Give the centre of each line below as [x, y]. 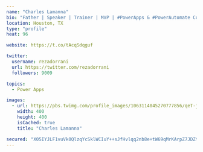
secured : [17, 139]
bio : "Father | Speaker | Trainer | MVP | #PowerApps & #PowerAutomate [98, 17]
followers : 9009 [32, 73]
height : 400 [32, 117]
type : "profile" [27, 29]
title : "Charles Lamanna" [50, 128]
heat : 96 [17, 34]
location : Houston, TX [35, 23]
